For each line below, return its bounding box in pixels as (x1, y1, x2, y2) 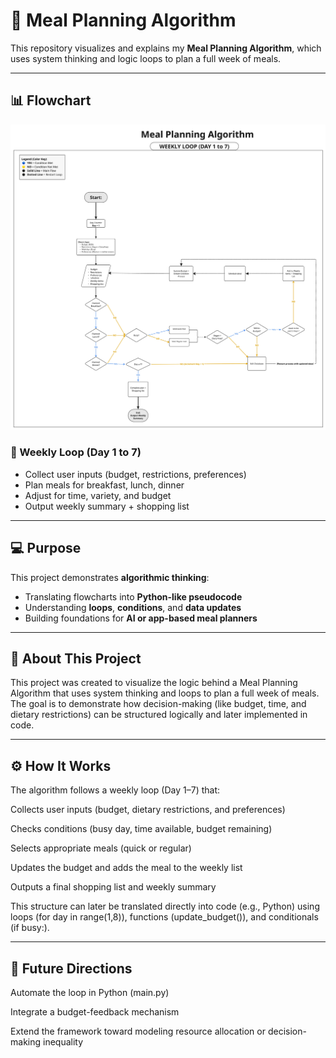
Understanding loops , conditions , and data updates (24, 601, 242, 613)
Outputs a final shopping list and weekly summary (10, 881, 217, 893)
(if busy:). (10, 922, 50, 934)
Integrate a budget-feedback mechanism (10, 1006, 180, 1018)
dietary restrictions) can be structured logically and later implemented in (10, 709, 308, 721)
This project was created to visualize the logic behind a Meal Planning (10, 677, 298, 689)
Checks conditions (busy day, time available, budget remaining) (10, 823, 273, 835)
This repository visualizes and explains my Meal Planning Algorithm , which (10, 42, 322, 54)
